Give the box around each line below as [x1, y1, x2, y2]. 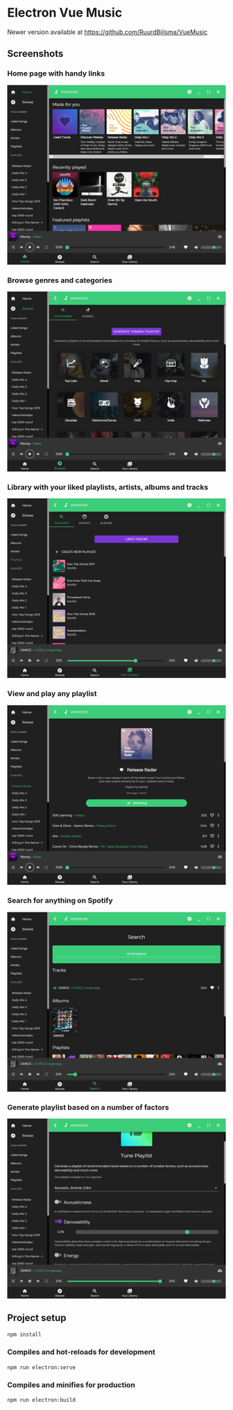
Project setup [7, 1312, 67, 1324]
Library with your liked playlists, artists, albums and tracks [7, 482, 209, 492]
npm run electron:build [7, 1397, 76, 1404]
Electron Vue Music [7, 5, 123, 21]
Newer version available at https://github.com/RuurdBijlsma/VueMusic [7, 28, 208, 36]
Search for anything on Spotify [7, 896, 113, 906]
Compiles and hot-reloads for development [7, 1348, 156, 1357]
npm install [7, 1331, 42, 1339]
